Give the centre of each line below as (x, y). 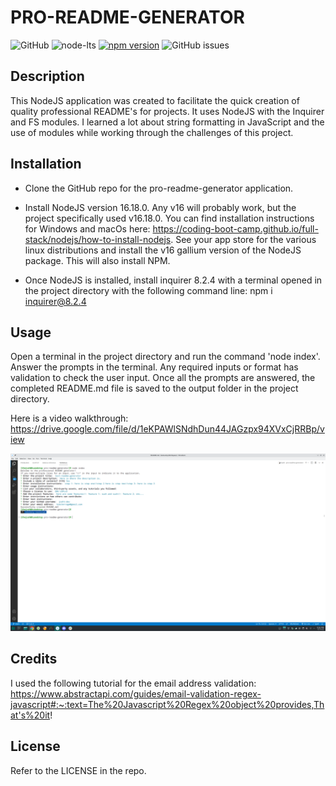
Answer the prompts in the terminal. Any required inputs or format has (154, 367)
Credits (34, 659)
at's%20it (30, 715)
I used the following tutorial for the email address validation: (133, 683)
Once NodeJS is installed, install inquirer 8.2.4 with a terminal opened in (173, 280)
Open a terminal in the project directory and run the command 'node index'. (165, 357)
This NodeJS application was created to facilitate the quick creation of (155, 100)
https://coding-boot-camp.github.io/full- (235, 228)
